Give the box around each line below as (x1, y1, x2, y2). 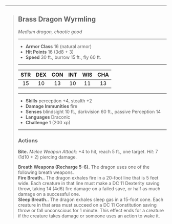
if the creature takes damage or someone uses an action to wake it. (17, 213, 160, 219)
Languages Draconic (25, 114, 71, 120)
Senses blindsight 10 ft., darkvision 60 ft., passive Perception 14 (25, 108, 161, 115)
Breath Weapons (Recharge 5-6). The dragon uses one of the (17, 164, 150, 170)
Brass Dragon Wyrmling (17, 15, 96, 24)
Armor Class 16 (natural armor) (25, 43, 92, 49)
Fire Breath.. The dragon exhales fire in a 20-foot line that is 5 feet (17, 175, 159, 181)
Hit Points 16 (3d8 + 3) (25, 49, 74, 55)
